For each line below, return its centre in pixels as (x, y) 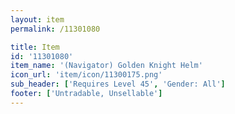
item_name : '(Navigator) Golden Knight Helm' (106, 66)
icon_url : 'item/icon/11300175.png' (86, 75)
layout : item (37, 19)
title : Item (35, 47)
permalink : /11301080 (55, 29)
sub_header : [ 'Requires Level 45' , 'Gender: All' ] (118, 84)
